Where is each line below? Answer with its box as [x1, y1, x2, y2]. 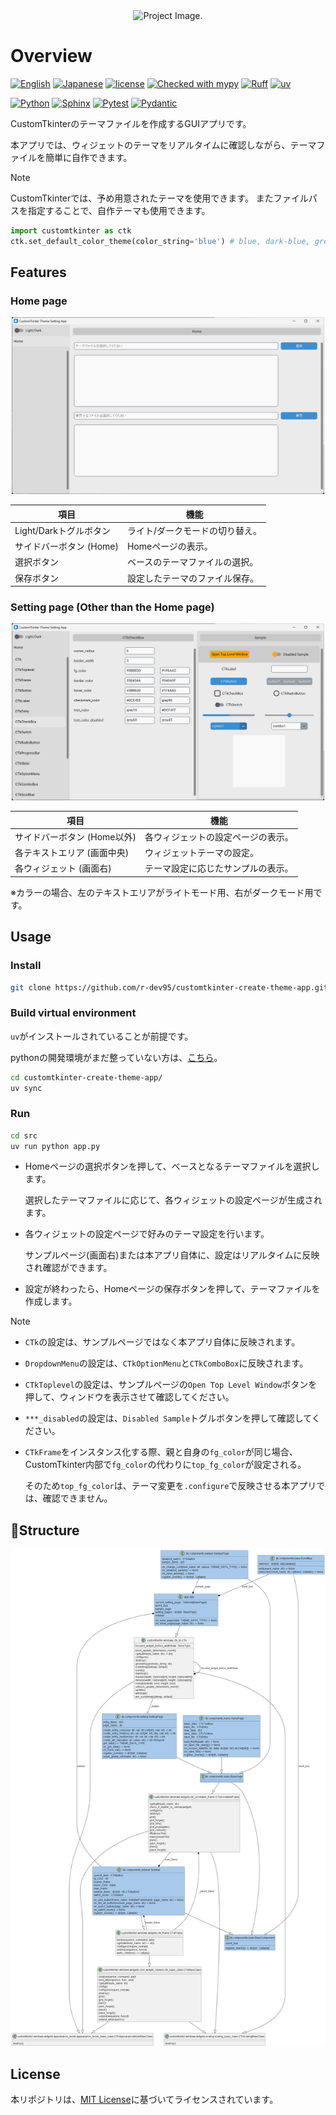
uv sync [10, 1083, 43, 1093]
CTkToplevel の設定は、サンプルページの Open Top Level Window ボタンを [24, 1379, 318, 1391]
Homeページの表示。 [126, 540, 213, 553]
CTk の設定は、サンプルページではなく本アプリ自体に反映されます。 [24, 1336, 301, 1348]
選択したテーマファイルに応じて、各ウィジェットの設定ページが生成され [24, 1194, 323, 1206]
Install [10, 959, 42, 973]
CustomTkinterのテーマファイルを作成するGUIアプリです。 [10, 117, 252, 129]
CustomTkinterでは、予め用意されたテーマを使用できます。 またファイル [10, 192, 309, 204]
